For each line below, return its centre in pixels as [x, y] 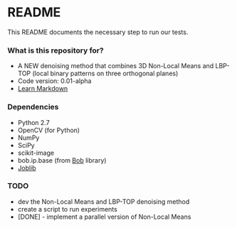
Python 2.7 [33, 122]
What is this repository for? [56, 50]
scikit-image [36, 153]
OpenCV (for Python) [49, 130]
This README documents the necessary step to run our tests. [98, 32]
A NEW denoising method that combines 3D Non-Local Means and [116, 66]
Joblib [27, 168]
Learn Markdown [43, 89]
